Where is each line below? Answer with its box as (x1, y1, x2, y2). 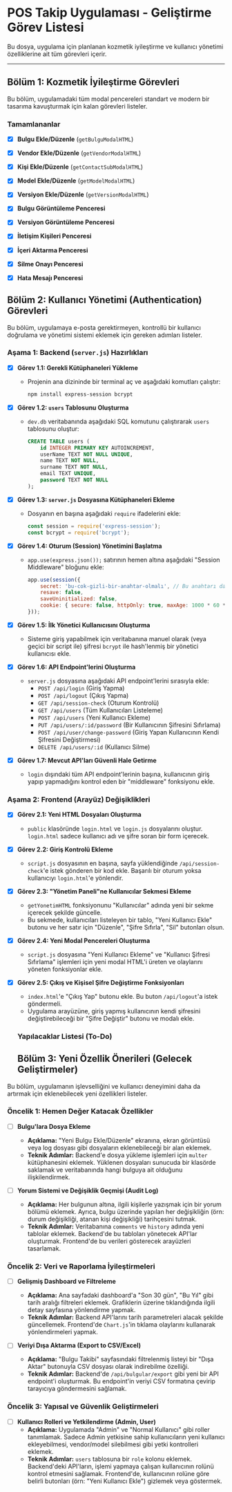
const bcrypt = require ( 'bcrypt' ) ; (27, 529, 130, 536)
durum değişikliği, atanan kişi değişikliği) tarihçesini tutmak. (27, 1215, 197, 1223)
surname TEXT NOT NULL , (40, 463, 108, 471)
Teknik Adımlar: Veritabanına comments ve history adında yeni (27, 1222, 204, 1231)
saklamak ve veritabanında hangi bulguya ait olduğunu (27, 1166, 183, 1174)
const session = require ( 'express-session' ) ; (27, 522, 161, 530)
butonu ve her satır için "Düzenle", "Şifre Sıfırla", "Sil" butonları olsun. (27, 923, 224, 931)
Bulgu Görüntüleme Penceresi (17, 204, 106, 212)
